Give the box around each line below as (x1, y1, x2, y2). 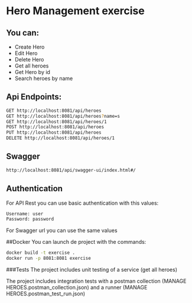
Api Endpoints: (6, 92, 62, 102)
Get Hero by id (14, 69, 50, 75)
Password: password (6, 216, 54, 223)
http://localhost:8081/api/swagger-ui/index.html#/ (6, 167, 136, 173)
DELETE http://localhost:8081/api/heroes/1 (6, 135, 115, 141)
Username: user (6, 211, 44, 217)
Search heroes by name (14, 75, 73, 82)
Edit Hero (14, 50, 38, 57)
